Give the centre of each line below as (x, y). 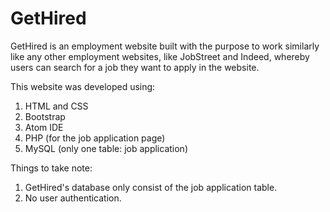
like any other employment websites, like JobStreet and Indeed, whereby (160, 56)
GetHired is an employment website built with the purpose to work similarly (165, 46)
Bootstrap (45, 116)
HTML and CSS (56, 106)
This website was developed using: (83, 86)
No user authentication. (73, 198)
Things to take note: (51, 168)
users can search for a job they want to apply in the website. (135, 67)
